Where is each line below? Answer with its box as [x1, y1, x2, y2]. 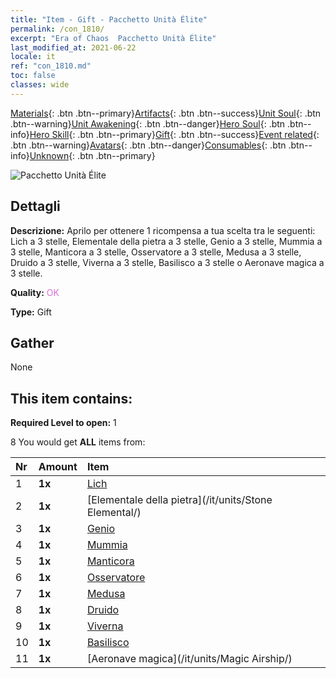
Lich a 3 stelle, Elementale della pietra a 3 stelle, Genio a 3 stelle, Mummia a [10, 235, 323, 247]
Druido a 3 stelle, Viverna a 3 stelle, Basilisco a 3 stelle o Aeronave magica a [10, 256, 325, 268]
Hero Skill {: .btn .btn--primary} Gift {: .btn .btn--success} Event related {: [29, 128, 320, 140]
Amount [38, 460, 78, 474]
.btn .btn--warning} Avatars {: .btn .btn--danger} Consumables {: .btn [10, 139, 287, 151]
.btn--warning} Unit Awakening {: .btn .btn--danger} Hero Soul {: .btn [10, 117, 286, 130]
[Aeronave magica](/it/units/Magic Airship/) [86, 652, 293, 666]
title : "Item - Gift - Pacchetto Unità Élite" [10, 14, 208, 25]
